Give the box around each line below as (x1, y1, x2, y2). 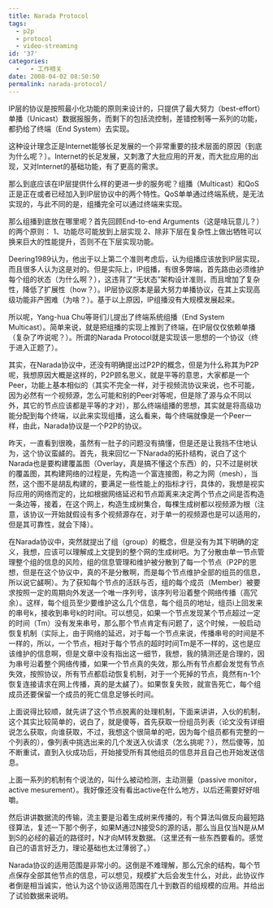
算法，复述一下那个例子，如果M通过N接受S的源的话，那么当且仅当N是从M (15, 823, 265, 832)
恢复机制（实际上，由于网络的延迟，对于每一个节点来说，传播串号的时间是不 (8, 628, 265, 638)
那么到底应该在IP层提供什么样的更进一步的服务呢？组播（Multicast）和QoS (8, 178, 260, 188)
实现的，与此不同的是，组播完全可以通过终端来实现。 (8, 199, 187, 208)
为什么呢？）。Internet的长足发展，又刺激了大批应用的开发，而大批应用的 (8, 151, 252, 161)
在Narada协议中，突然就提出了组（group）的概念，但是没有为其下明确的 (8, 536, 252, 546)
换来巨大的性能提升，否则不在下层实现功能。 (8, 237, 158, 247)
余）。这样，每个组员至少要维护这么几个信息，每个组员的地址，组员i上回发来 (8, 597, 263, 607)
